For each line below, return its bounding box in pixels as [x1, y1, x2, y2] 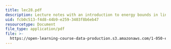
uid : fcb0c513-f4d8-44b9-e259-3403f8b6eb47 [5, 17, 99, 22]
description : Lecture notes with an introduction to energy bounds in [5, 12, 158, 17]
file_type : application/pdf [5, 27, 65, 32]
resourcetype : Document [5, 21, 56, 27]
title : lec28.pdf [5, 7, 42, 13]
